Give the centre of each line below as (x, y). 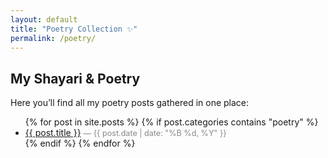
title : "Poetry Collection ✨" (74, 29)
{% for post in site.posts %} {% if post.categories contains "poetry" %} (171, 122)
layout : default (44, 19)
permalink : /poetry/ (53, 38)
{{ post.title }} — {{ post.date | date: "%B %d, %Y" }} (125, 133)
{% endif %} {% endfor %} (80, 143)
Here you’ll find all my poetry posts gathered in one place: (130, 103)
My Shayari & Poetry (75, 78)
